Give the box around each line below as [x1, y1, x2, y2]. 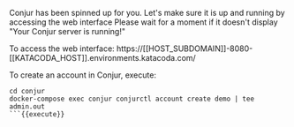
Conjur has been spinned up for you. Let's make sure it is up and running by [9, 8, 285, 18]
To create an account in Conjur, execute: [9, 70, 157, 80]
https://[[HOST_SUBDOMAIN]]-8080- [116, 43, 253, 54]
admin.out [9, 102, 46, 111]
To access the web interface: [9, 43, 115, 54]
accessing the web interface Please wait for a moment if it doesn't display [9, 17, 278, 27]
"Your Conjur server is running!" [9, 26, 126, 36]
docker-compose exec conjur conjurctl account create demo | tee [9, 94, 254, 103]
